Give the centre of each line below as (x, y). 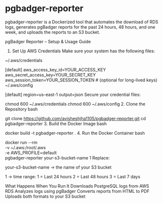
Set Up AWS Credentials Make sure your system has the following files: (83, 51)
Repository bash (21, 109)
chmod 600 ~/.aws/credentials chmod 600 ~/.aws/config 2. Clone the (75, 104)
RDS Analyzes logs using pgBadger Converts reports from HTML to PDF (77, 191)
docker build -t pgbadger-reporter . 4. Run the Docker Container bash (75, 133)
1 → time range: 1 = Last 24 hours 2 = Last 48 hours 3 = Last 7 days (73, 176)
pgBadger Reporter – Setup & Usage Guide (48, 41)
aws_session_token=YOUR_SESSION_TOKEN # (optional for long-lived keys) (81, 80)
